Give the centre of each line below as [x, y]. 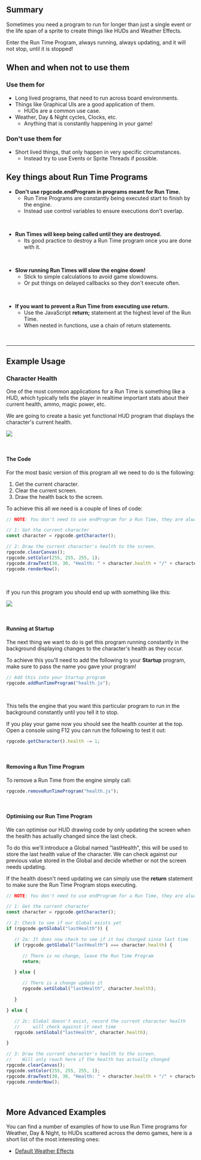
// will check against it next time [65, 1027]
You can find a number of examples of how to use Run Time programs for [97, 1127]
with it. [32, 247]
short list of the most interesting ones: [53, 1140]
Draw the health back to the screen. [59, 497]
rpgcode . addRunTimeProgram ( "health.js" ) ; [59, 683]
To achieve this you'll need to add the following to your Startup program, [96, 660]
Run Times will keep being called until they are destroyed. [88, 234]
